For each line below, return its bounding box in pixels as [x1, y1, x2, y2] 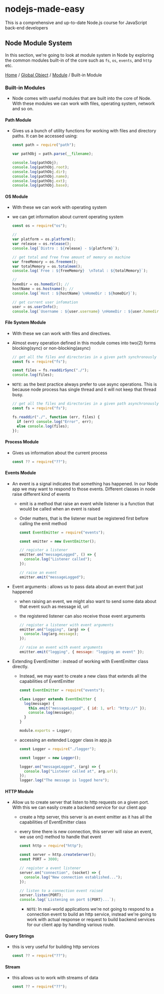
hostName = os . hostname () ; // [12, 287, 74, 291]
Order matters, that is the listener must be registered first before [19, 515, 149, 521]
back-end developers [5, 24, 48, 30]
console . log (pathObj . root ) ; [12, 165, 70, 170]
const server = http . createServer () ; [19, 852, 97, 857]
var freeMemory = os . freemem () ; [12, 259, 78, 264]
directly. [12, 663, 29, 669]
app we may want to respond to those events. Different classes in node [12, 486, 155, 492]
